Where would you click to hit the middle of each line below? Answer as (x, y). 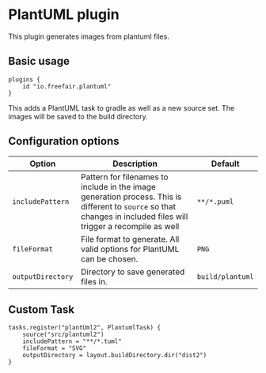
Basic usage (39, 61)
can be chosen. (109, 258)
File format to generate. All (130, 239)
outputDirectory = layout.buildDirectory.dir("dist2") (115, 356)
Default (225, 164)
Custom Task (42, 309)
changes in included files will (134, 217)
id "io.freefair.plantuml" (67, 86)
